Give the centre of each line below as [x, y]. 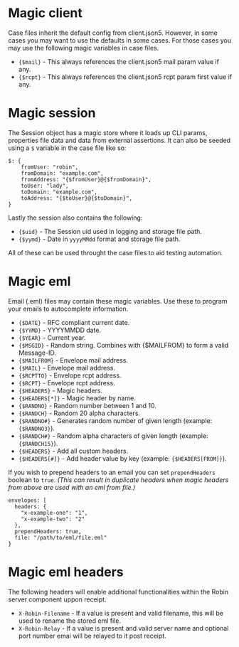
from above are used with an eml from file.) [72, 487]
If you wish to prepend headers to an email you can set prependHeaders [112, 472]
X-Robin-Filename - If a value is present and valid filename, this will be [121, 613]
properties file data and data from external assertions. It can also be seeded [119, 140]
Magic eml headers [66, 572]
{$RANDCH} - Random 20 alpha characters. [79, 413]
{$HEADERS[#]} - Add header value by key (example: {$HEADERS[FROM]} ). [122, 458]
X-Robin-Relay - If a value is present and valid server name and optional [123, 628]
